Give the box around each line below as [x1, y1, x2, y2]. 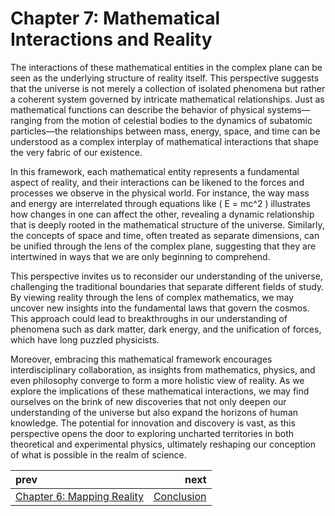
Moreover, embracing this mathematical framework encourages [10, 353, 273, 365]
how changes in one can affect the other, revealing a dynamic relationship [10, 208, 315, 220]
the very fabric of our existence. [10, 146, 143, 158]
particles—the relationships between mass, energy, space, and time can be [10, 125, 321, 137]
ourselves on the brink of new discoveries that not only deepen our [10, 395, 287, 407]
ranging [10, 114, 43, 126]
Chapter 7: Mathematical [10, 7, 221, 30]
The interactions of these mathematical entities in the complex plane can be [10, 61, 323, 73]
